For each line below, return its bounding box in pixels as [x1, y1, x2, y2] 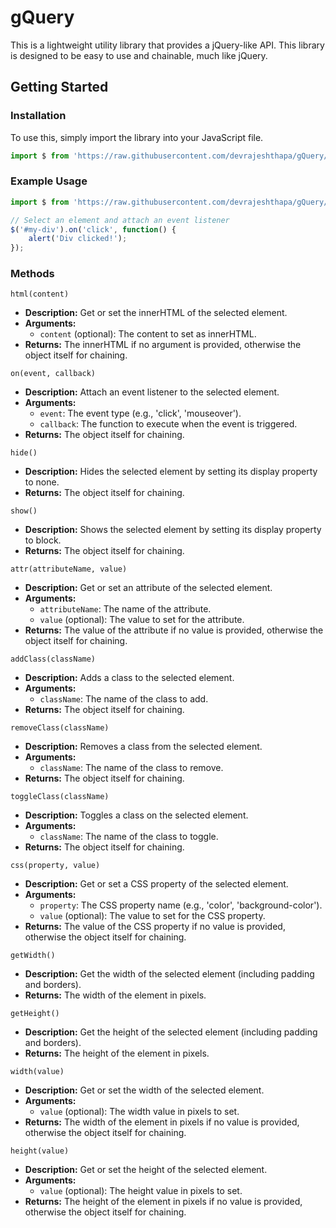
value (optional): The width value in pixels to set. [39, 1106, 240, 1118]
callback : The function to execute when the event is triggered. [39, 418, 298, 430]
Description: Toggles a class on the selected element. [24, 809, 249, 821]
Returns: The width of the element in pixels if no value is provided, [24, 1116, 300, 1128]
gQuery [10, 6, 75, 29]
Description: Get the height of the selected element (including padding [24, 1026, 318, 1038]
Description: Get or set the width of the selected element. [24, 1084, 265, 1096]
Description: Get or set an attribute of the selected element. [24, 582, 273, 594]
